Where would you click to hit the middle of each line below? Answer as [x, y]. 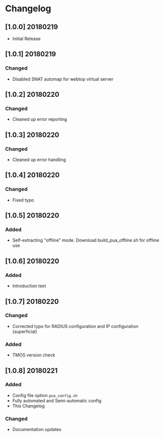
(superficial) [25, 331]
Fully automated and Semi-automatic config [57, 400]
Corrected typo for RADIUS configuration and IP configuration [75, 326]
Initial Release [26, 39]
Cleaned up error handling [39, 160]
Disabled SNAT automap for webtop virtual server [63, 79]
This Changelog [28, 406]
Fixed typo [23, 200]
